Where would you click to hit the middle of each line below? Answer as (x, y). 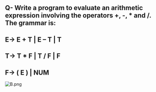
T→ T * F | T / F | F (33, 56)
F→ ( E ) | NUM (27, 72)
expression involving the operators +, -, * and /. (78, 16)
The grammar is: (30, 23)
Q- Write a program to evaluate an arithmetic (74, 8)
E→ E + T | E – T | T (33, 39)
